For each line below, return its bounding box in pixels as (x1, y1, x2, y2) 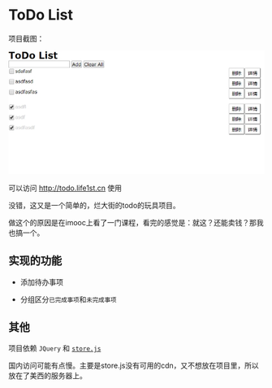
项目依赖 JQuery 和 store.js (8, 343, 101, 353)
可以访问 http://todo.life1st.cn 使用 (8, 183, 123, 193)
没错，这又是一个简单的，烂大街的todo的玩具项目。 (8, 200, 180, 210)
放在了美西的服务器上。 (8, 371, 87, 381)
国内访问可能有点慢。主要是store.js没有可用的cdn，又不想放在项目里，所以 (8, 360, 260, 371)
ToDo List (8, 6, 74, 24)
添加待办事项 (19, 277, 63, 286)
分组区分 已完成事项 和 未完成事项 (19, 294, 117, 304)
